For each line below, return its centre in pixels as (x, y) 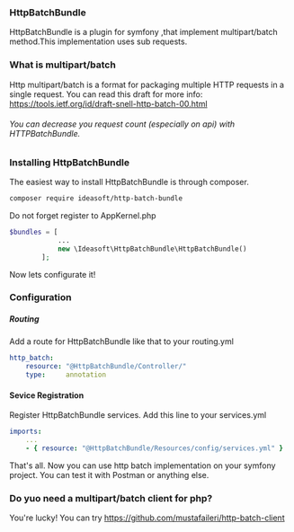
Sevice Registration (47, 395)
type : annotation (66, 375)
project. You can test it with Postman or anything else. (109, 474)
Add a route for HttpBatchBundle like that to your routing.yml (121, 341)
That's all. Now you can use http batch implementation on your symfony (143, 465)
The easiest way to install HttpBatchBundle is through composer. (129, 182)
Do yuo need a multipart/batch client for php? (111, 498)
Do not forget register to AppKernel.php (83, 216)
